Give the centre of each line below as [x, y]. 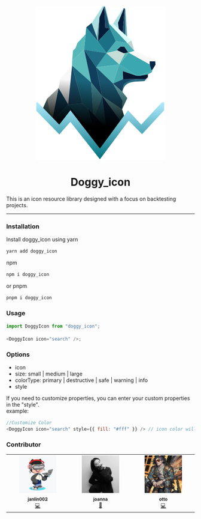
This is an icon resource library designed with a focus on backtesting [91, 199]
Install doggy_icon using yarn [42, 240]
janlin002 [38, 499]
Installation [23, 226]
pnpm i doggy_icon [29, 297]
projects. [17, 205]
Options [18, 354]
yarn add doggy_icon [32, 251]
